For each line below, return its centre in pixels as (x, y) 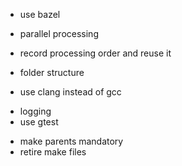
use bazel (40, 14)
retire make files (53, 152)
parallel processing (59, 33)
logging (35, 111)
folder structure (52, 72)
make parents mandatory (71, 141)
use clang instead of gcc (70, 92)
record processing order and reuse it (95, 53)
